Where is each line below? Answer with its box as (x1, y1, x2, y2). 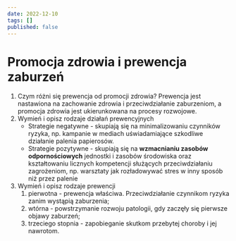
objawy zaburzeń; (27, 212, 80, 221)
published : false (7, 23, 58, 30)
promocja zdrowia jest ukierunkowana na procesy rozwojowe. (17, 107, 197, 116)
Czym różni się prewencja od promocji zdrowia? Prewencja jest (17, 92, 201, 101)
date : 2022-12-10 (7, 10, 58, 18)
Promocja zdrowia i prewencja (7, 54, 187, 70)
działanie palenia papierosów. (27, 137, 114, 145)
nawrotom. (27, 227, 60, 235)
